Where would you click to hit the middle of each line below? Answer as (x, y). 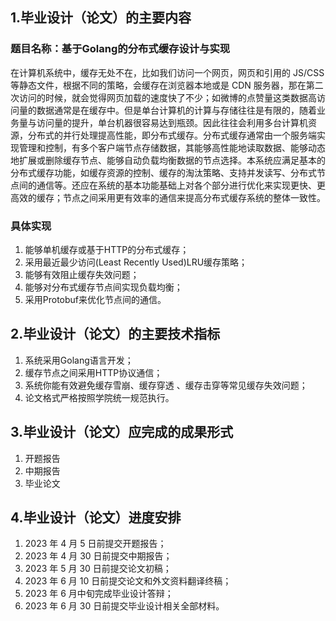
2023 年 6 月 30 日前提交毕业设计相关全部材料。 (124, 606)
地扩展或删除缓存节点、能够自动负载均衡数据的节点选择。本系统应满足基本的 (168, 160)
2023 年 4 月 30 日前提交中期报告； (98, 556)
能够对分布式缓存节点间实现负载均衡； (103, 287)
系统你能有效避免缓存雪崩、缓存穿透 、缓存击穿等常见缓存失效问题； (166, 385)
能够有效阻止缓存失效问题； (82, 274)
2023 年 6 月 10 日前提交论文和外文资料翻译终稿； (128, 581)
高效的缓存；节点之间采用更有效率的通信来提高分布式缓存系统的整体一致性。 (168, 197)
